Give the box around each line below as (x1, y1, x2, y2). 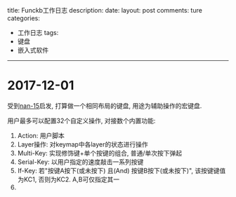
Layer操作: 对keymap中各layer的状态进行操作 (17, 140, 149, 149)
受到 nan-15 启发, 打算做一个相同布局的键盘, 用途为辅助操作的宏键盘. (7, 101, 202, 110)
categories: (7, 14, 40, 22)
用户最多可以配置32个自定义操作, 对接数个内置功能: (7, 116, 156, 125)
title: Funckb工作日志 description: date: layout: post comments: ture (7, 6, 202, 14)
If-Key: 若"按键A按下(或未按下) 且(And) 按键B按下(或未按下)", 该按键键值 (17, 166, 226, 175)
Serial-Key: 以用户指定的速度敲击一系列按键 (17, 157, 144, 166)
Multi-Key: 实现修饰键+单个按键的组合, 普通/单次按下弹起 (17, 149, 183, 157)
